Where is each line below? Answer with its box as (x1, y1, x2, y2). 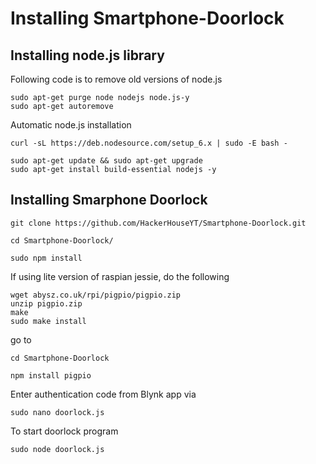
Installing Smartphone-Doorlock (10, 7, 285, 30)
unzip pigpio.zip (10, 298, 83, 309)
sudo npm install (10, 253, 83, 263)
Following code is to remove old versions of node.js (10, 73, 223, 85)
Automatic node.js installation (10, 119, 132, 131)
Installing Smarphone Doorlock (10, 192, 208, 209)
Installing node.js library (10, 47, 165, 64)
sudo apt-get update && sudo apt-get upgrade (10, 156, 203, 166)
